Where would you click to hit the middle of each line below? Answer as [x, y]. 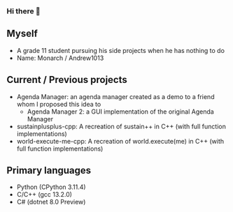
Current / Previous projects [67, 80]
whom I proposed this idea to [59, 104]
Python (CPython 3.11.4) [51, 187]
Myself [22, 34]
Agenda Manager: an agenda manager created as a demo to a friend [115, 96]
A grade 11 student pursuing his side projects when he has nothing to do [121, 50]
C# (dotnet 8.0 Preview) [51, 202]
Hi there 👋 [24, 11]
